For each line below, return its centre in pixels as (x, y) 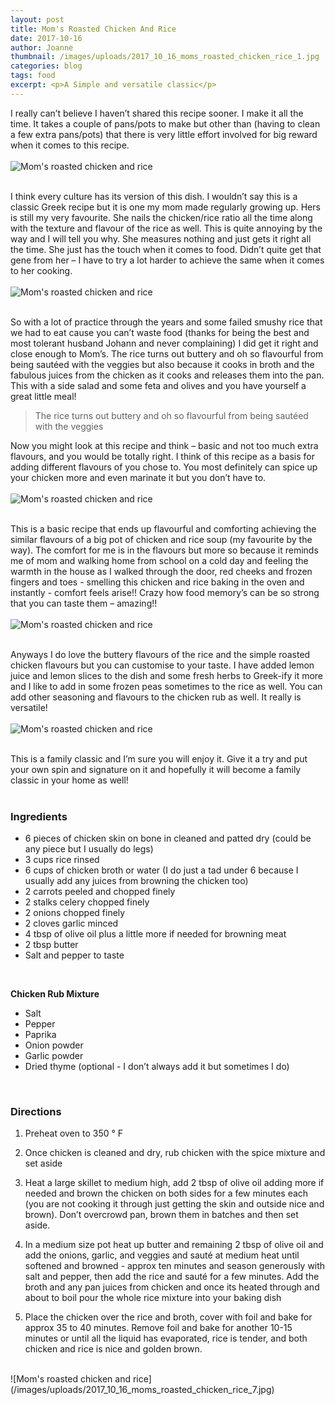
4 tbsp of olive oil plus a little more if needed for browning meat (155, 934)
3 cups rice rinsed (62, 860)
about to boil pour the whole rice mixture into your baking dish (153, 1298)
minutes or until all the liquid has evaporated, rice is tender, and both (166, 1338)
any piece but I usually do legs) (89, 849)
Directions (36, 1111)
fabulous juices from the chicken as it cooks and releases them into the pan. (167, 375)
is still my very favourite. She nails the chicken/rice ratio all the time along (161, 217)
